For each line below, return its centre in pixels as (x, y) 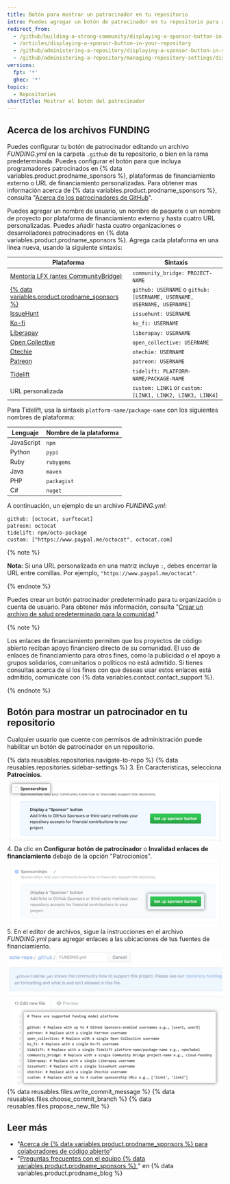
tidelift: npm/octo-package (47, 533)
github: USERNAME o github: (171, 289)
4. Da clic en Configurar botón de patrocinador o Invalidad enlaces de (108, 848)
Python (20, 452)
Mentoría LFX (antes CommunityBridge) (66, 276)
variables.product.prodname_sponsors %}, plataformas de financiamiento (111, 176)
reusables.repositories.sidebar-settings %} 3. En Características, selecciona (114, 767)
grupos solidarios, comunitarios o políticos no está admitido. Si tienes (105, 662)
